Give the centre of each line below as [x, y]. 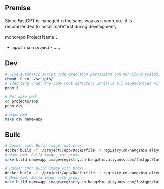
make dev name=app [24, 119]
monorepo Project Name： [32, 37]
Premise [18, 8]
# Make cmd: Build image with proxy [42, 177]
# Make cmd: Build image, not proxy [42, 155]
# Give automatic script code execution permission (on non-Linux [74, 74]
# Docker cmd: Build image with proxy [44, 168]
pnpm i [12, 88]
